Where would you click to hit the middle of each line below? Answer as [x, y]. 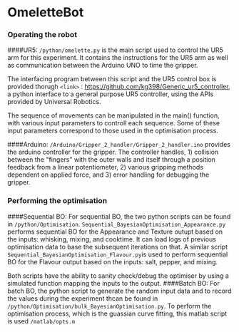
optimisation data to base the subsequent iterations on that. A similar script [118, 247]
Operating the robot [42, 35]
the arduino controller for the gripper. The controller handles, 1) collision [113, 152]
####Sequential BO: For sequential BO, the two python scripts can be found [119, 216]
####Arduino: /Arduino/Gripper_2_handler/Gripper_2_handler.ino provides [119, 145]
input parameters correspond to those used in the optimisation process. [113, 131]
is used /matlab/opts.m [41, 321]
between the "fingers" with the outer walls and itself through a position [112, 160]
